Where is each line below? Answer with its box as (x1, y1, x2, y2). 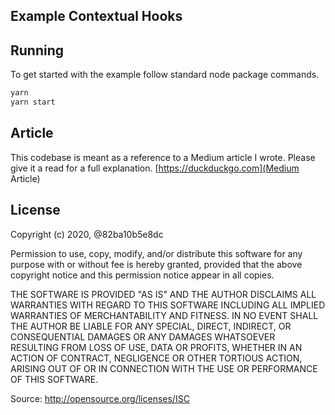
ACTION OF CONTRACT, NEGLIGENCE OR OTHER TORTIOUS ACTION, (10, 352, 303, 364)
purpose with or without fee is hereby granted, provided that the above (10, 258, 303, 270)
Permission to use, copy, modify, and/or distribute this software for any (10, 247, 303, 259)
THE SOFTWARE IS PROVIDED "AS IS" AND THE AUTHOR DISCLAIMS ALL (10, 288, 317, 300)
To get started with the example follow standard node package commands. (10, 69, 320, 81)
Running (10, 42, 65, 59)
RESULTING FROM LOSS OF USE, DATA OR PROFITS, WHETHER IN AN (10, 341, 303, 353)
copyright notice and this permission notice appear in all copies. (10, 269, 275, 281)
